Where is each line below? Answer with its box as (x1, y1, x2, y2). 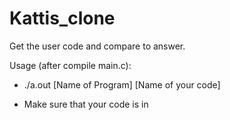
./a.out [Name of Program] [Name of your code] (23, 78, 221, 91)
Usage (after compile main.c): (9, 59, 132, 71)
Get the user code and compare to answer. (9, 40, 186, 52)
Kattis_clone (9, 7, 116, 30)
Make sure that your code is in (23, 98, 149, 110)
